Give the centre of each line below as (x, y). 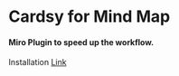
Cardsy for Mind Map (89, 17)
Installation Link (38, 62)
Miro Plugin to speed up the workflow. (81, 42)
